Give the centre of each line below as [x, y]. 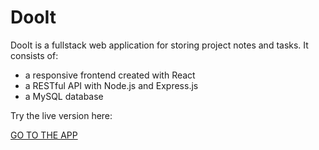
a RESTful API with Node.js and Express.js [111, 85]
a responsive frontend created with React [110, 75]
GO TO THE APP [44, 135]
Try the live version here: [61, 115]
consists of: [34, 55]
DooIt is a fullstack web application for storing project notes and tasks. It [159, 45]
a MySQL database [64, 96]
